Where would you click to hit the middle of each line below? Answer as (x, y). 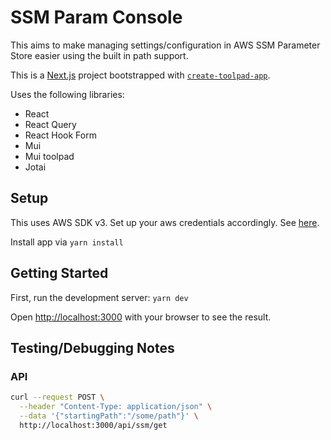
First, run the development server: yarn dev (99, 297)
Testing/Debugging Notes (92, 347)
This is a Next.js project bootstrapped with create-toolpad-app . (140, 75)
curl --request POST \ (57, 397)
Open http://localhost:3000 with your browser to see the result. (141, 317)
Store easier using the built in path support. (99, 55)
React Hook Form (60, 135)
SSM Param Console (96, 17)
